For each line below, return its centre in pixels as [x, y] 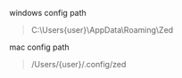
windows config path [48, 13]
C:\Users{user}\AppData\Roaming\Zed [102, 30]
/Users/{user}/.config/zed [79, 64]
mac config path [39, 47]
